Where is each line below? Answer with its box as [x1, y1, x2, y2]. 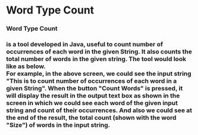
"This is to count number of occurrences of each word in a [6, 77, 177, 85]
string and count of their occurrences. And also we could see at [6, 106, 193, 114]
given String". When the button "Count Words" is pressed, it [6, 85, 183, 93]
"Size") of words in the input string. [6, 121, 111, 129]
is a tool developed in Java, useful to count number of [6, 41, 164, 49]
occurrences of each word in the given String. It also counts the [6, 48, 192, 56]
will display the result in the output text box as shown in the [6, 92, 180, 100]
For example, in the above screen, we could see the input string [6, 70, 191, 78]
